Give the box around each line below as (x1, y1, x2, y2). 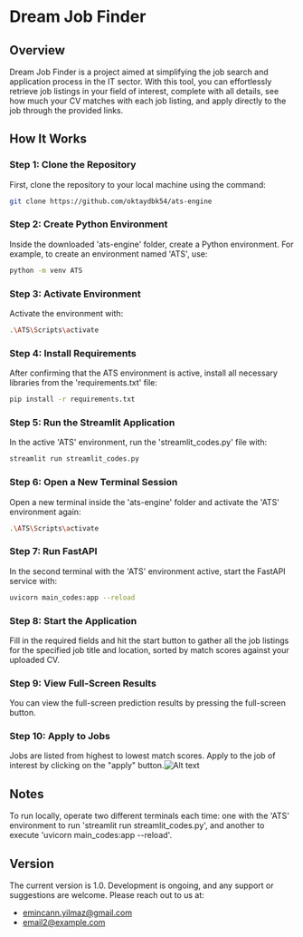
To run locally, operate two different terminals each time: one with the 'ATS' (9, 810, 290, 822)
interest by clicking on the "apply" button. (9, 760, 165, 771)
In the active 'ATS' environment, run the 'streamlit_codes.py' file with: (9, 437, 268, 448)
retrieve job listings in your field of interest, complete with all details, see (9, 86, 279, 96)
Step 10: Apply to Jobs (9, 730, 110, 743)
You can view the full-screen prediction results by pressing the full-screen (9, 698, 287, 708)
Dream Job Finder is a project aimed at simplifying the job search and (9, 66, 269, 77)
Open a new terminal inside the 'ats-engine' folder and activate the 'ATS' (9, 496, 280, 507)
